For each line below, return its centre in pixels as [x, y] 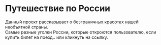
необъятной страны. [27, 27]
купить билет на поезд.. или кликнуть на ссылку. [57, 37]
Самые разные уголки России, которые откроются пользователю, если [81, 32]
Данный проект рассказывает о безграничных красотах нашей [72, 22]
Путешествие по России [58, 8]
